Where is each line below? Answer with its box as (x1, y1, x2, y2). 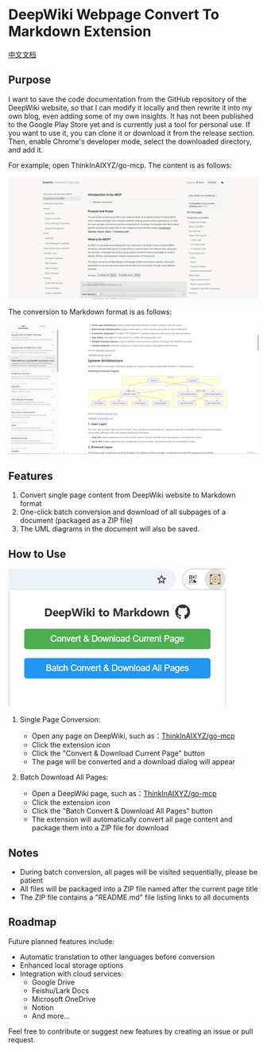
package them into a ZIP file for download (31, 823, 169, 833)
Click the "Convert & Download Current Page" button (31, 748, 205, 758)
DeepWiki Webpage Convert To (8, 6, 220, 24)
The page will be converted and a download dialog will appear (31, 757, 236, 767)
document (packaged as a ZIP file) (19, 516, 133, 525)
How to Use (8, 547, 67, 561)
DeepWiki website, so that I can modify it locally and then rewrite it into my (8, 102, 253, 112)
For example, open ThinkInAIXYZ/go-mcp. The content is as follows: (8, 161, 232, 170)
